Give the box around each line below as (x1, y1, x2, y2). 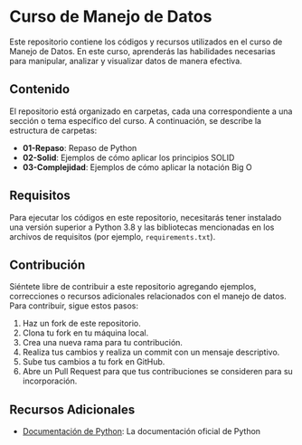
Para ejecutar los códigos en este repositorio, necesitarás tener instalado (9, 212, 282, 222)
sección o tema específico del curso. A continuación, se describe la (9, 115, 262, 126)
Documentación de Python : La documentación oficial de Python (22, 426, 260, 437)
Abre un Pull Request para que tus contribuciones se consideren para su (22, 366, 294, 377)
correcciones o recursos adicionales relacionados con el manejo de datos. (9, 291, 287, 302)
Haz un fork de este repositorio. (22, 318, 142, 329)
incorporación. (22, 375, 78, 386)
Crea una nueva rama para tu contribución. (22, 337, 184, 348)
